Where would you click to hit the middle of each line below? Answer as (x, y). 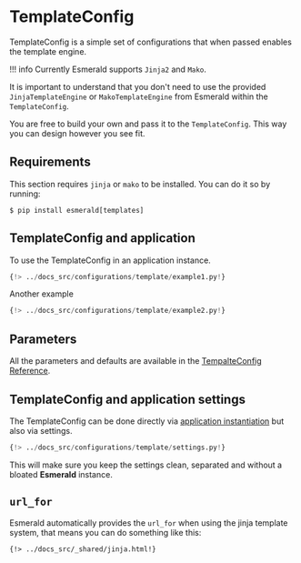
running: (25, 194)
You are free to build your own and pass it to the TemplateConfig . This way (148, 124)
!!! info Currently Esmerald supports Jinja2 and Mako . (108, 69)
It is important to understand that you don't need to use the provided (138, 86)
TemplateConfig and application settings (127, 399)
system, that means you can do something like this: (105, 532)
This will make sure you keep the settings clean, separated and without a (146, 465)
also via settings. (41, 430)
